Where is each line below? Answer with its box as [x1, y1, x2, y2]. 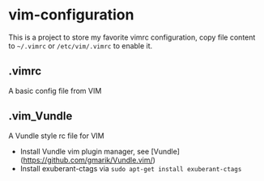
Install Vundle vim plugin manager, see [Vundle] [19, 146, 181, 156]
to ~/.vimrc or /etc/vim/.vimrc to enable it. [8, 40, 153, 50]
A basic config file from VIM [8, 86, 102, 95]
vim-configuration [8, 6, 134, 24]
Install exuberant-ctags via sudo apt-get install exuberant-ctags [19, 163, 242, 173]
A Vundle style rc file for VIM [8, 131, 105, 141]
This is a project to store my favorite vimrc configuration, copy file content [8, 32, 256, 42]
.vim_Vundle [8, 109, 73, 123]
